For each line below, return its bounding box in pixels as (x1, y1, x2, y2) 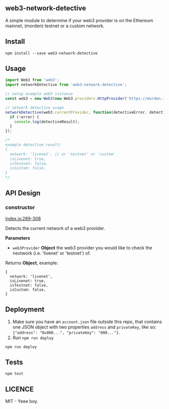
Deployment (5, 305, 45, 314)
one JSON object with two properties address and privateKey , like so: (12, 324, 156, 330)
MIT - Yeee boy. (5, 398, 39, 404)
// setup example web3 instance (5, 92, 73, 97)
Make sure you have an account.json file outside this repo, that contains (12, 318, 162, 324)
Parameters (5, 235, 30, 241)
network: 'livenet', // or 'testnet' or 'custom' (10, 151, 116, 156)
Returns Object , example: (5, 260, 58, 266)
